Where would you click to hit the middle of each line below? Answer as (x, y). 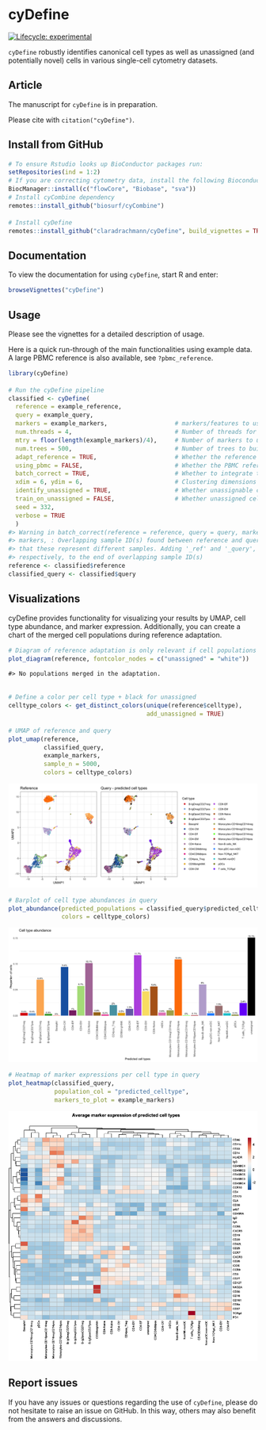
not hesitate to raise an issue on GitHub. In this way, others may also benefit (132, 1410)
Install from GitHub (56, 145)
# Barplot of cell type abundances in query (83, 900)
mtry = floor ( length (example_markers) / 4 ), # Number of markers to (134, 440)
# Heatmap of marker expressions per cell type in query (104, 1075)
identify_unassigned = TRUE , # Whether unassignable (134, 491)
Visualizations (44, 599)
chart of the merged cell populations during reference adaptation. (115, 634)
